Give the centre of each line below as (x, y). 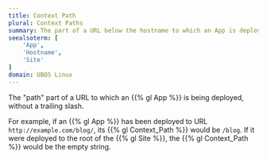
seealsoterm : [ (33, 38)
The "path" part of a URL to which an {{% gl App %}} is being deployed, (126, 97)
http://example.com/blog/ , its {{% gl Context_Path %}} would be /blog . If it (132, 130)
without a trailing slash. (46, 106)
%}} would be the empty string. (60, 146)
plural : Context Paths (46, 23)
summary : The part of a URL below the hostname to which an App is (122, 30)
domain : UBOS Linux (41, 75)
